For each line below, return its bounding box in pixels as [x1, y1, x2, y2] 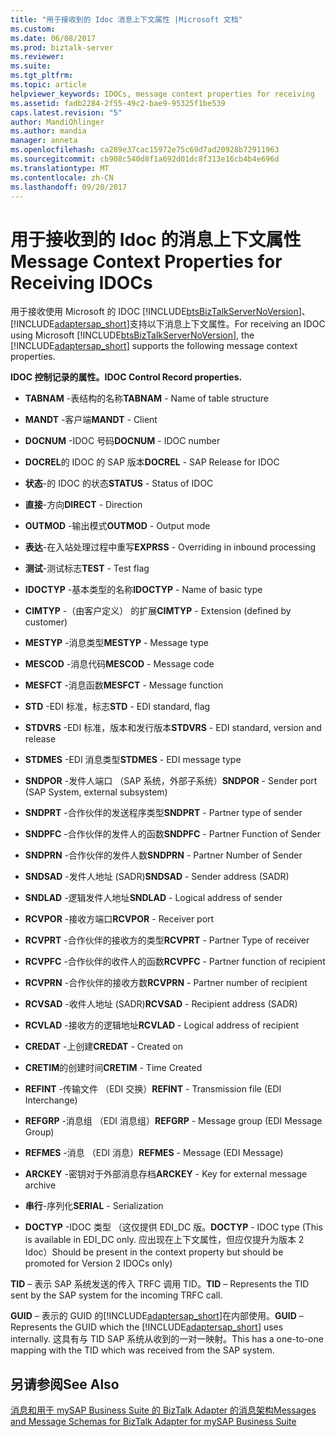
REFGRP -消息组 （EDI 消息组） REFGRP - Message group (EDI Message [24, 1115, 323, 1127]
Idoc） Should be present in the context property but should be [24, 1246, 284, 1258]
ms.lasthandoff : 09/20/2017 [10, 182, 128, 192]
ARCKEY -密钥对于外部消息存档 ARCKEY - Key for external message [24, 1168, 308, 1180]
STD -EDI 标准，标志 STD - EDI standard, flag [24, 701, 211, 713]
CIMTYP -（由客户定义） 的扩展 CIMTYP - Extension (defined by [24, 605, 292, 617]
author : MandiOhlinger [10, 117, 105, 127]
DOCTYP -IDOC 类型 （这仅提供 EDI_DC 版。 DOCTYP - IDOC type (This [24, 1221, 323, 1233]
